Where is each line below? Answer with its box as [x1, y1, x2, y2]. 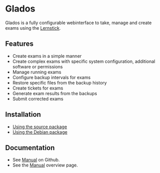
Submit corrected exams [12, 96, 64, 102]
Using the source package [12, 124, 67, 130]
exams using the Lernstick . [5, 25, 61, 31]
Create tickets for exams [12, 85, 64, 91]
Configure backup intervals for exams [12, 74, 91, 80]
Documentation [5, 143, 55, 152]
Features [5, 40, 34, 48]
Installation [5, 110, 41, 119]
